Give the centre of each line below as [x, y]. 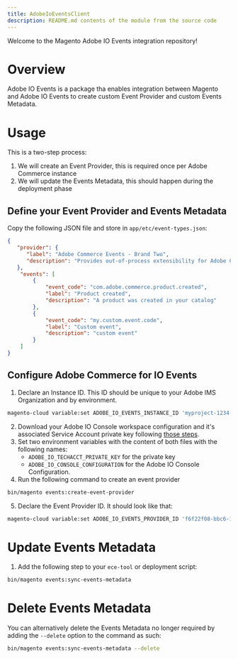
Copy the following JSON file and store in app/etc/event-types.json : [107, 228]
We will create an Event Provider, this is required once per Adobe [112, 166]
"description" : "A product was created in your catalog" [131, 301]
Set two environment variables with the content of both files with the [118, 441]
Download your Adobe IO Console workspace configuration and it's [116, 426]
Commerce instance [47, 174]
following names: [42, 449]
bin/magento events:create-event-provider [71, 492]
